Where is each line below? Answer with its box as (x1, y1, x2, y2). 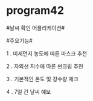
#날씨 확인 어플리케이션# (6, 24, 65, 31)
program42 (6, 4, 65, 17)
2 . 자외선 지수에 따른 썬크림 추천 (6, 63, 83, 70)
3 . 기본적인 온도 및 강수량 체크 (6, 75, 79, 82)
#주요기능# (6, 37, 33, 44)
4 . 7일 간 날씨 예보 (6, 88, 51, 95)
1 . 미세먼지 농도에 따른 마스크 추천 (6, 49, 88, 57)
